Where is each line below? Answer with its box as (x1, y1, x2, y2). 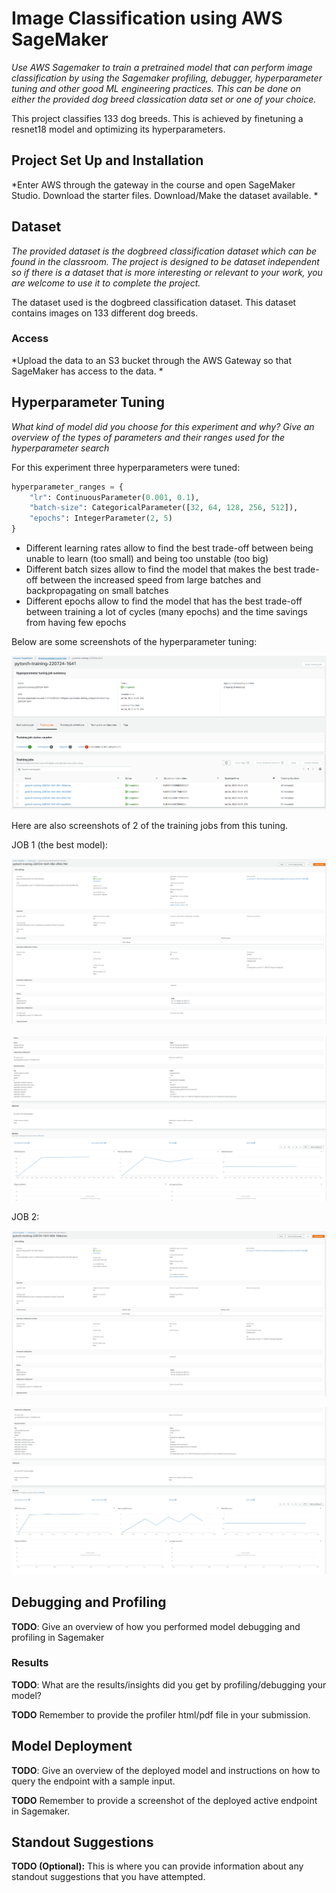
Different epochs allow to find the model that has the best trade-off (25, 595, 303, 607)
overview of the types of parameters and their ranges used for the (11, 431, 286, 443)
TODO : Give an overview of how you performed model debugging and (11, 1620, 301, 1632)
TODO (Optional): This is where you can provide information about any (11, 1860, 304, 1872)
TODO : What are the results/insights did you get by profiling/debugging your (11, 1678, 327, 1691)
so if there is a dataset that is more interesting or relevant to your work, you (11, 266, 323, 278)
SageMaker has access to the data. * (11, 365, 164, 377)
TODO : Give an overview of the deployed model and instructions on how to (11, 1764, 321, 1776)
